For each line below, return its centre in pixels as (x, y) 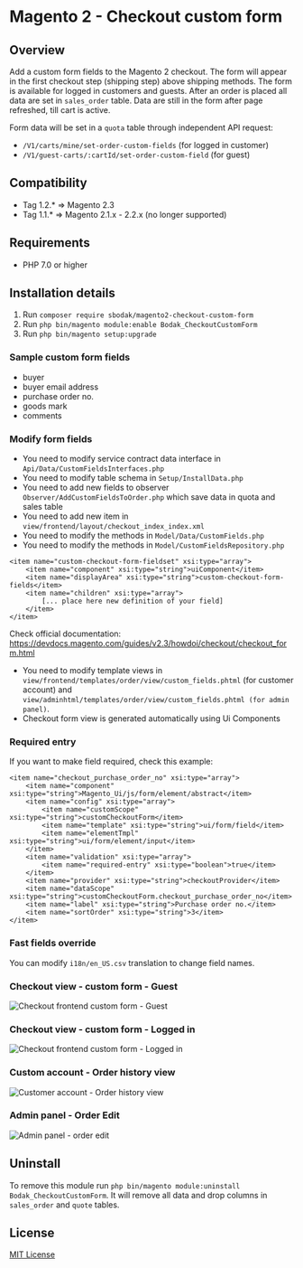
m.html (22, 653)
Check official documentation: (65, 634)
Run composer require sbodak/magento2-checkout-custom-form (138, 315)
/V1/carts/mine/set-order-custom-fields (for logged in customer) (145, 145)
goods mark (45, 406)
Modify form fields (51, 438)
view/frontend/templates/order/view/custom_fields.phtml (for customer (158, 681)
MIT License (32, 1254)
